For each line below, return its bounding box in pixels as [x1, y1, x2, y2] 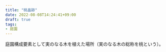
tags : [5, 21, 17, 27]
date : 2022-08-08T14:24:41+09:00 [5, 12, 76, 17]
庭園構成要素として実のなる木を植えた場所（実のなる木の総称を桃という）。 [5, 41, 164, 47]
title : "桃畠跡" [5, 7, 38, 13]
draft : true [5, 17, 31, 22]
